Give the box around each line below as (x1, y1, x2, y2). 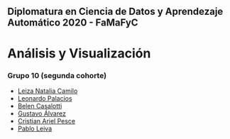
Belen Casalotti (17, 101, 62, 110)
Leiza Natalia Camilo (17, 87, 78, 95)
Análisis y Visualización (7, 45, 151, 61)
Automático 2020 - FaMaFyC (7, 17, 138, 29)
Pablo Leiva (17, 124, 53, 133)
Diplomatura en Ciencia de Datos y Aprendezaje (7, 6, 224, 18)
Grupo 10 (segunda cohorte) (7, 70, 107, 80)
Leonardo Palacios (17, 94, 72, 102)
